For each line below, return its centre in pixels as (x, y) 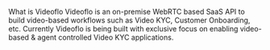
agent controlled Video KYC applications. (106, 37)
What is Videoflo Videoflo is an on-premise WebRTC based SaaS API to (127, 12)
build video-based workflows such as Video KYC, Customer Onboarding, (129, 20)
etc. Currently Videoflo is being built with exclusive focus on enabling (123, 29)
